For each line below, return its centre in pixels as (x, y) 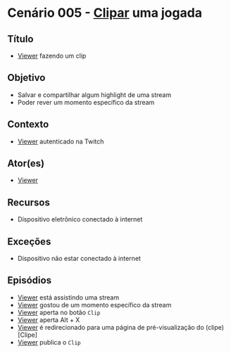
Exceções (29, 242)
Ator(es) (26, 163)
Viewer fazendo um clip (52, 56)
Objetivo (26, 78)
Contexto (28, 124)
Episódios (29, 280)
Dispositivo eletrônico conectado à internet (80, 219)
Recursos (29, 202)
